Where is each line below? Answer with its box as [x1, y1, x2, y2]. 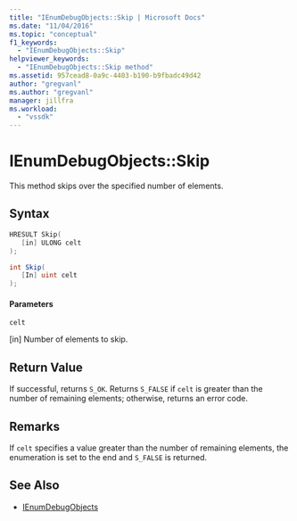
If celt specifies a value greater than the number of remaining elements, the [9, 442, 289, 453]
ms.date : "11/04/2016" [9, 21, 94, 30]
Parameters [9, 298, 54, 309]
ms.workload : [9, 104, 58, 113]
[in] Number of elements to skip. [9, 334, 128, 344]
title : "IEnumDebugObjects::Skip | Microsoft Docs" [9, 12, 205, 22]
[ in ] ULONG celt [21, 238, 82, 247]
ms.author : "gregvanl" [9, 87, 94, 96]
